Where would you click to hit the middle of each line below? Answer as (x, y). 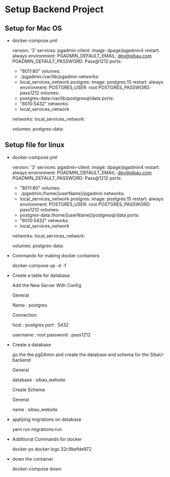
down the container (33, 459)
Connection (24, 315)
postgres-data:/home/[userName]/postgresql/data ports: (80, 215)
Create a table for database (41, 275)
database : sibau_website (39, 379)
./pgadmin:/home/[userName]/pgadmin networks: (72, 193)
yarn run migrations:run (37, 429)
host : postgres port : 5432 (40, 325)
